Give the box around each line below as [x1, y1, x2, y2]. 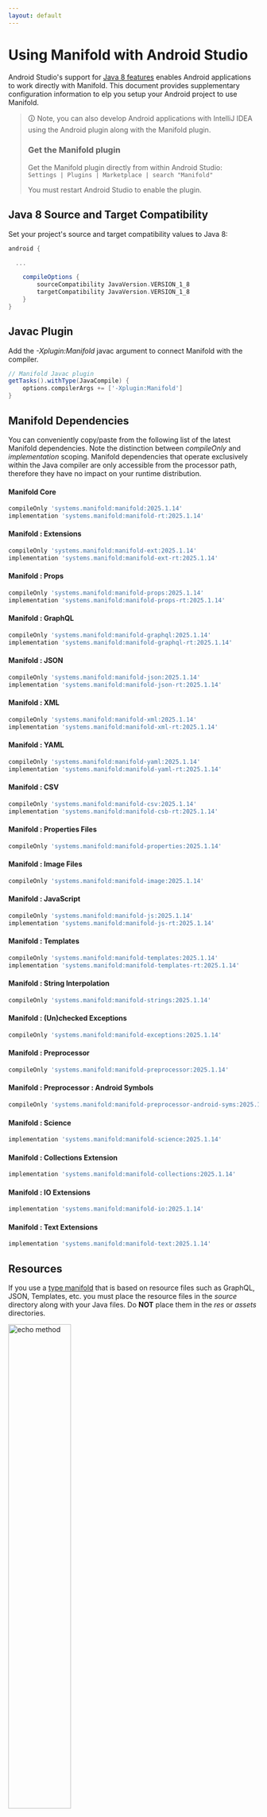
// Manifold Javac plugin [8, 370, 94, 378]
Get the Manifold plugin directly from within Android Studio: [27, 162, 222, 172]
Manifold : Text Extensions [8, 1222, 99, 1232]
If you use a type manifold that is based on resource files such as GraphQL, [8, 1283, 256, 1292]
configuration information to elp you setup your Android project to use [8, 89, 238, 99]
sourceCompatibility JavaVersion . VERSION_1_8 [37, 281, 191, 289]
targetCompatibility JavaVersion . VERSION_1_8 [37, 288, 191, 296]
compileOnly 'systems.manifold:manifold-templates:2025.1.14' [8, 954, 219, 962]
